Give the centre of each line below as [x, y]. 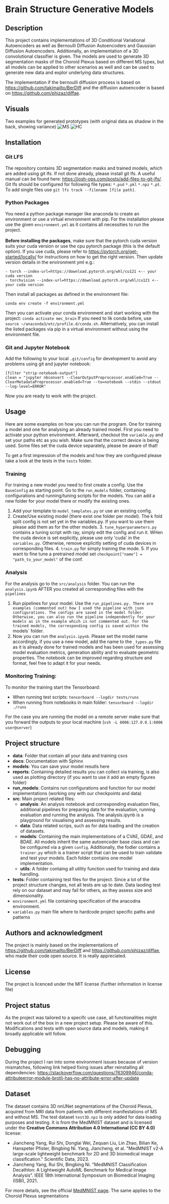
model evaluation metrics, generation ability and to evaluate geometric [86, 652]
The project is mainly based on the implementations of [62, 945]
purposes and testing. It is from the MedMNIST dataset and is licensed [79, 1122]
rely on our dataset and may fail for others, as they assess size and [82, 890]
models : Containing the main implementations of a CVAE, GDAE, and [91, 836]
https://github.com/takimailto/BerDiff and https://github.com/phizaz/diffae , [83, 951]
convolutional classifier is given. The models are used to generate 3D [77, 56]
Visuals [17, 109]
